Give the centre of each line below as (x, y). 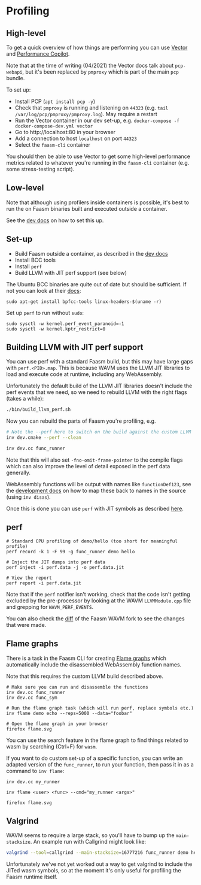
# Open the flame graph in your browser (57, 724)
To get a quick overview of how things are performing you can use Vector (97, 47)
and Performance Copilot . (38, 54)
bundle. (16, 78)
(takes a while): (25, 399)
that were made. (26, 625)
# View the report (29, 578)
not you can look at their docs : (44, 290)
